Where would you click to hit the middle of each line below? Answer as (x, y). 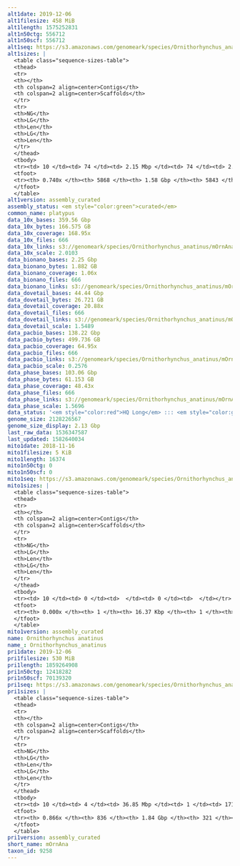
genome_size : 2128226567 (44, 419)
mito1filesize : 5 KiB (40, 452)
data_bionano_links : (38, 287)
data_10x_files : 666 (38, 240)
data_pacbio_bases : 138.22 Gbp (54, 333)
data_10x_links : (31, 247)
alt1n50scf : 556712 (36, 41)
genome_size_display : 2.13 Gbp (54, 426)
